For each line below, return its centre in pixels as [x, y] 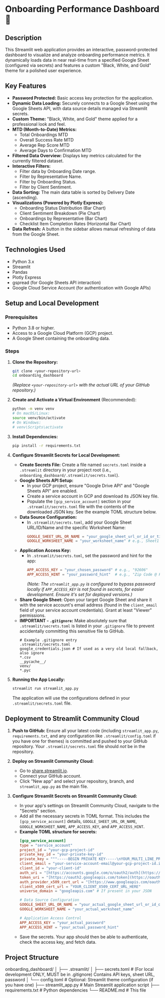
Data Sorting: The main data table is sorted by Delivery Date [73, 192]
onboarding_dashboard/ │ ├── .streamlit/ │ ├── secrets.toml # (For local [79, 969]
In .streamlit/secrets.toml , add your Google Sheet [79, 522]
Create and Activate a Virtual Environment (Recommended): [74, 400]
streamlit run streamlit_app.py [45, 689]
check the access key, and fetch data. [58, 942]
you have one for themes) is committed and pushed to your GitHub [80, 741]
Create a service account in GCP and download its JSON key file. [93, 496]
